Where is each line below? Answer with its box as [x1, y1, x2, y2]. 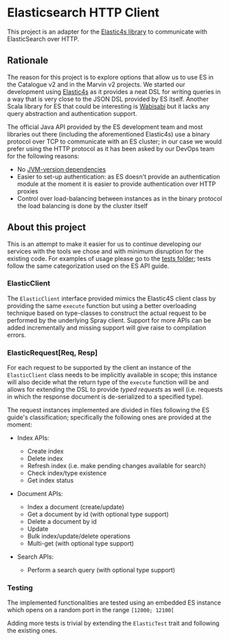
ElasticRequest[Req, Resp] [7, 348, 98, 358]
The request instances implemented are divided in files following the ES [7, 406, 210, 415]
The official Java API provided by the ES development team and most [7, 122, 203, 131]
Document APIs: [16, 489, 63, 498]
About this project [7, 222, 87, 233]
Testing [7, 583, 33, 593]
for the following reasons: [7, 152, 80, 160]
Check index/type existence [27, 469, 107, 478]
